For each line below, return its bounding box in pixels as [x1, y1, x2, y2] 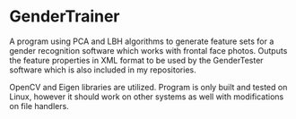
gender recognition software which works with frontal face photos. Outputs [9, 45, 288, 55]
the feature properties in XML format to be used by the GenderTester [9, 55, 264, 65]
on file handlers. [9, 100, 69, 111]
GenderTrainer [9, 6, 120, 27]
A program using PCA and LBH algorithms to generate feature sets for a [9, 36, 274, 47]
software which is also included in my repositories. [9, 64, 196, 75]
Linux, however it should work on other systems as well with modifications [9, 91, 284, 102]
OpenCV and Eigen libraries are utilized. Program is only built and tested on [9, 81, 288, 92]
